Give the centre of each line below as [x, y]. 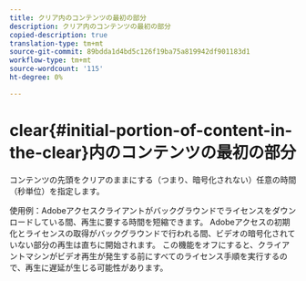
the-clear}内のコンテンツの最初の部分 [153, 152]
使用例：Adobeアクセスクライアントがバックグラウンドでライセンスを [141, 210]
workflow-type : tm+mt [51, 60]
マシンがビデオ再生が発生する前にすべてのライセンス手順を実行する [153, 255]
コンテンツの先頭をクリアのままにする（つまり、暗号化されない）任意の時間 [153, 180]
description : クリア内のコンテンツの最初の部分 [90, 26]
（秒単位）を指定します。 [57, 191]
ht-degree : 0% [36, 78]
